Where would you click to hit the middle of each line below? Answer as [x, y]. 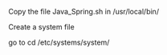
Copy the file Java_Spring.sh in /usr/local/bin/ [83, 12]
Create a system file [41, 27]
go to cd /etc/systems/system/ [59, 42]
